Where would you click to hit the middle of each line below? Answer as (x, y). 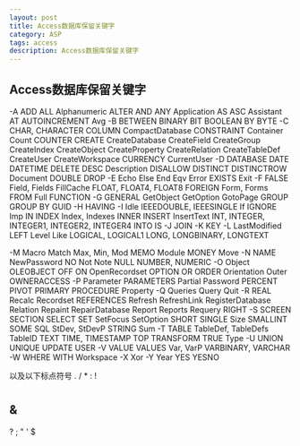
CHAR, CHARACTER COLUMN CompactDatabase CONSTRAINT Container (146, 130)
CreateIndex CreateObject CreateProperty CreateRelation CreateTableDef (145, 150)
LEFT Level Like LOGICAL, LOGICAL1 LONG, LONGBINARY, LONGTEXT (139, 235)
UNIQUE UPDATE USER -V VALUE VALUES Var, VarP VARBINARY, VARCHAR (150, 347)
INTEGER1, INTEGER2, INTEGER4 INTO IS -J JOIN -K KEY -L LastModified (146, 226)
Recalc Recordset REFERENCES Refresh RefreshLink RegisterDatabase (140, 300)
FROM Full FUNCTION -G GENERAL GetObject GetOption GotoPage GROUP (149, 197)
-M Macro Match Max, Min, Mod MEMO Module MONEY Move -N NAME (143, 253)
